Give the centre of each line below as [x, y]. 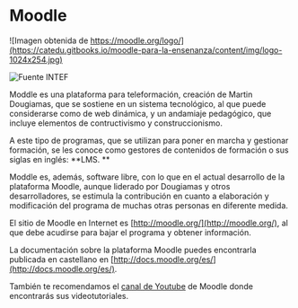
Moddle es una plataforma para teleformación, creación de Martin [131, 94]
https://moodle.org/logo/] [137, 40]
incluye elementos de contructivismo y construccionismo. [116, 123]
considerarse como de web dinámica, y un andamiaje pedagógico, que [140, 113]
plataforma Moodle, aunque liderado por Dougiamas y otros [120, 186]
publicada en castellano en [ [61, 259]
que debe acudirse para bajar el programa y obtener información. [130, 232]
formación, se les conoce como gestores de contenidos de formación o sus [149, 150]
